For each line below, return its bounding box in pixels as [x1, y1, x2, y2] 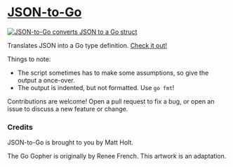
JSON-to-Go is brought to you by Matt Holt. [7, 138, 133, 147]
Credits [7, 122, 33, 132]
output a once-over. [17, 75, 75, 85]
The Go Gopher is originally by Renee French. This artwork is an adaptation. [7, 152, 227, 161]
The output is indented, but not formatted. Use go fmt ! [17, 83, 175, 92]
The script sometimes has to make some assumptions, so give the [17, 68, 209, 77]
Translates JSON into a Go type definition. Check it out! [7, 41, 167, 49]
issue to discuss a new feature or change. [7, 104, 128, 113]
